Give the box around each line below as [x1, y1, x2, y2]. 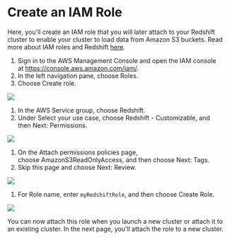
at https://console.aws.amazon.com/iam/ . [17, 64, 139, 72]
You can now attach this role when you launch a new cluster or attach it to [7, 217, 223, 225]
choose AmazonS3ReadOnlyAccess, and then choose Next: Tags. [17, 155, 210, 164]
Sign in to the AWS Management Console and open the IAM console [17, 56, 217, 64]
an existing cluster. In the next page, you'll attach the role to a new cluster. [7, 224, 224, 233]
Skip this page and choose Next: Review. [17, 163, 137, 171]
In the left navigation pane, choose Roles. [17, 72, 139, 80]
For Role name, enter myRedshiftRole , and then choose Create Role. [17, 190, 214, 198]
